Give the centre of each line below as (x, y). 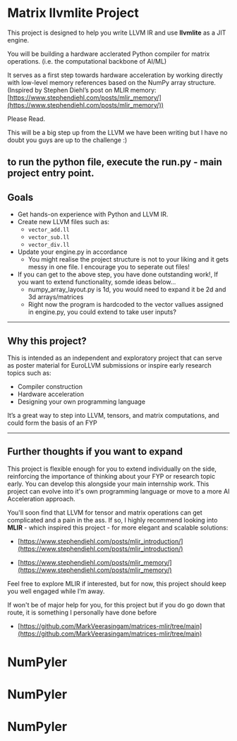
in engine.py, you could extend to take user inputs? (102, 312)
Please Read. (26, 119)
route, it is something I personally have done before (82, 612)
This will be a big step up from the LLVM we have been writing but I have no (117, 132)
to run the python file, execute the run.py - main (115, 162)
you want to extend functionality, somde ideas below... (97, 282)
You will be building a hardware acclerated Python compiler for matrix (109, 54)
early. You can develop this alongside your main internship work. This (108, 484)
